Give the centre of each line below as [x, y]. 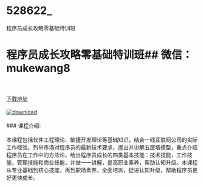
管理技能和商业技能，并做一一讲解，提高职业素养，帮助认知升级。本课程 [107, 162]
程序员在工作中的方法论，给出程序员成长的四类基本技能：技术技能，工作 [97, 155]
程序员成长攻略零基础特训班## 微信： [100, 55]
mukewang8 [39, 68]
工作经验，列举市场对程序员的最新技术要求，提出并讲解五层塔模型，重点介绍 [102, 147]
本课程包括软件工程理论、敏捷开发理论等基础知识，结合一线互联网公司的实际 [102, 140]
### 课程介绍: [24, 126]
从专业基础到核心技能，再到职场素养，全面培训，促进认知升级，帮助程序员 [99, 170]
